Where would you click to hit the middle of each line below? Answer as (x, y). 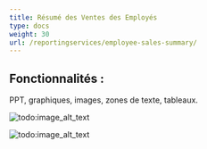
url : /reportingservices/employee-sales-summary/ (103, 42)
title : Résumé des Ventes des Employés (83, 17)
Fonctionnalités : (57, 78)
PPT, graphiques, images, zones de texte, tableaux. (104, 100)
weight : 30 (29, 34)
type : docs (29, 26)
